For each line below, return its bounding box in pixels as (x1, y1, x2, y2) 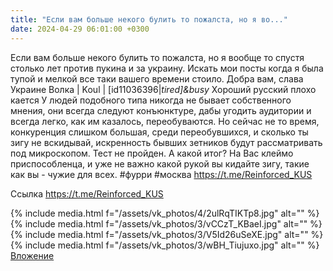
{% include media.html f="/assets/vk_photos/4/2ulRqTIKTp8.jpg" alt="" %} (10, 207, 320, 219)
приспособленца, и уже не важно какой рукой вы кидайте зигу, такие (10, 157, 310, 170)
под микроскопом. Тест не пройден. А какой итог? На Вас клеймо (10, 147, 294, 159)
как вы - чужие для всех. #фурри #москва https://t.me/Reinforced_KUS (10, 168, 313, 180)
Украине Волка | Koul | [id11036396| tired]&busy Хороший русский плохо (10, 83, 317, 95)
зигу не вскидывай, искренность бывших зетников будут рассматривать (10, 136, 323, 148)
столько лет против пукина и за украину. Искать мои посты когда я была (10, 62, 324, 74)
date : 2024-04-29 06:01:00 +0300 (10, 24, 150, 34)
